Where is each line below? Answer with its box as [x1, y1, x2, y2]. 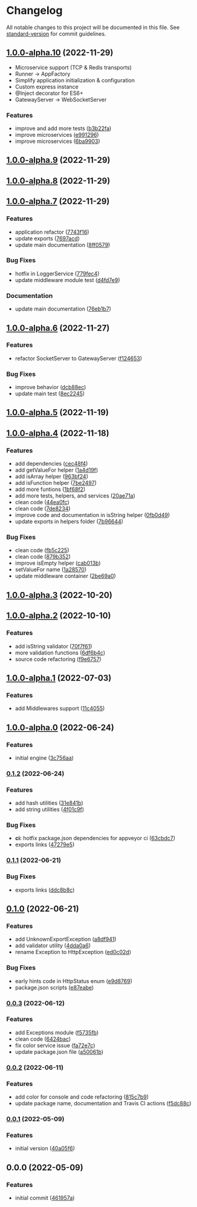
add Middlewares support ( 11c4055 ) [15, 705, 105, 712]
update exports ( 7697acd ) [15, 234, 80, 242]
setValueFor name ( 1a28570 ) [15, 566, 87, 573]
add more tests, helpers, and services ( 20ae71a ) [15, 492, 136, 499]
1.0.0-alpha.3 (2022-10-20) [6, 590, 113, 600]
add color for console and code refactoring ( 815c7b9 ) [15, 1093, 149, 1100]
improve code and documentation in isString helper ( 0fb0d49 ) [15, 511, 170, 519]
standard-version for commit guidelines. [6, 30, 106, 37]
